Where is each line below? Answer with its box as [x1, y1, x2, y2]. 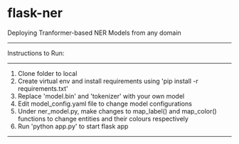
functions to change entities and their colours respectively [17, 114, 188, 123]
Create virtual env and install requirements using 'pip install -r [17, 77, 199, 85]
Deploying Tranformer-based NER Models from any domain [7, 28, 181, 37]
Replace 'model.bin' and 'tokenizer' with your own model [17, 92, 185, 100]
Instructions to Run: [7, 48, 65, 57]
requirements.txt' [17, 84, 69, 93]
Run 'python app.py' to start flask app [17, 122, 129, 131]
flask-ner [7, 5, 63, 21]
